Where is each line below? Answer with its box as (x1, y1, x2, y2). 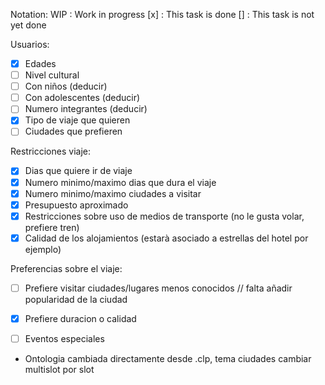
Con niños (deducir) (24, 80, 108, 93)
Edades (24, 58, 57, 69)
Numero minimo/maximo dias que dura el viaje (24, 176, 217, 188)
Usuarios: (10, 39, 50, 50)
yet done (10, 19, 47, 31)
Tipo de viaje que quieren (24, 114, 131, 126)
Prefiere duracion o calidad (24, 312, 137, 324)
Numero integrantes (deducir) (24, 103, 148, 115)
